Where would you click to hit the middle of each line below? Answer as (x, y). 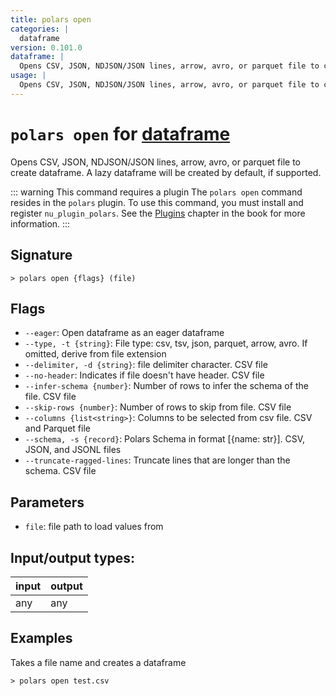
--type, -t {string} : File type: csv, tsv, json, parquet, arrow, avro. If (166, 343)
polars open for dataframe (120, 133)
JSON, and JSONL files (73, 450)
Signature (41, 255)
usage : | (28, 76)
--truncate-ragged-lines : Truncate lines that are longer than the (157, 460)
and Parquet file (57, 428)
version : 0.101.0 (46, 47)
